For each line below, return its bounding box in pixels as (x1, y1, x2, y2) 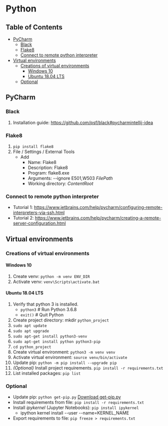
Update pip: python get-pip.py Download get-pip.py (12, 394, 121, 400)
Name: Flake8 (27, 159, 56, 165)
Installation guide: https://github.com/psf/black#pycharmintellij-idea (12, 119, 153, 125)
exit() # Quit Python (20, 312, 64, 317)
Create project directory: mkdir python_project (12, 317, 109, 323)
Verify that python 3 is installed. (12, 301, 79, 307)
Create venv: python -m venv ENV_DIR (12, 273, 90, 279)
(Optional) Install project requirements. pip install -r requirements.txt (12, 365, 163, 370)
